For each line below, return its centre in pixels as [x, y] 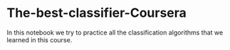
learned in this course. [40, 39]
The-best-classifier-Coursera [96, 13]
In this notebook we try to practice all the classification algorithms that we [115, 32]
